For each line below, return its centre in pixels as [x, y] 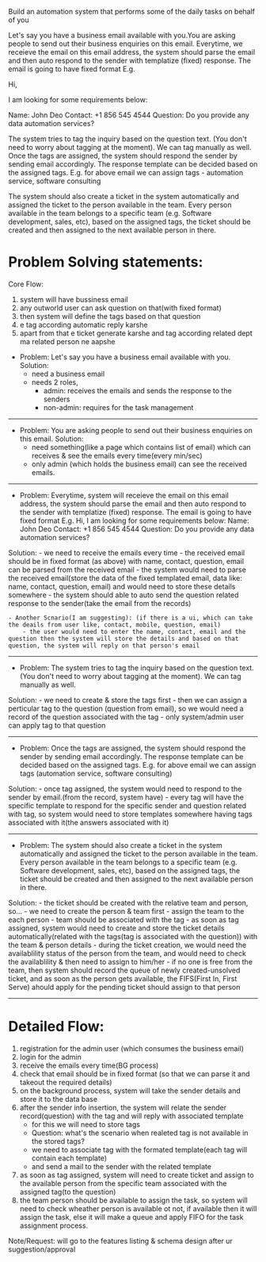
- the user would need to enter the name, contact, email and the [134, 631]
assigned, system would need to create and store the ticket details [116, 928]
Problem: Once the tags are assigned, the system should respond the [133, 748]
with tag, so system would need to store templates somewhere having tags [131, 814]
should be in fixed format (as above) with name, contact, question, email [126, 561]
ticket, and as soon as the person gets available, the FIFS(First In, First [123, 978]
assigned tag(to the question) [68, 1191]
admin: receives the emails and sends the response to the [137, 390]
